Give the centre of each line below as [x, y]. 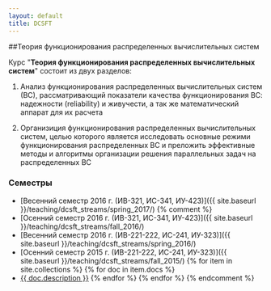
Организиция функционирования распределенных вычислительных [138, 128]
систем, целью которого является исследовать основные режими [135, 136]
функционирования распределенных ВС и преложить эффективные [138, 145]
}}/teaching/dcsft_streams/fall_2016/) [82, 226]
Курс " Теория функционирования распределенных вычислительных [132, 62]
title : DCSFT [30, 23]
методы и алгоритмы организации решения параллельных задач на [138, 154]
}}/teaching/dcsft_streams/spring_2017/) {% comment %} [116, 209]
